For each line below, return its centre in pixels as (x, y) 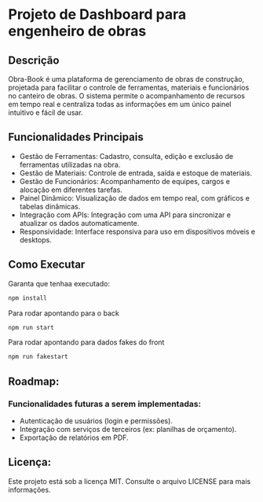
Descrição (34, 60)
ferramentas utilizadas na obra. (70, 164)
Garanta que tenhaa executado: (59, 283)
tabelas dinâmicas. (50, 206)
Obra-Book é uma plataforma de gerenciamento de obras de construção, (126, 79)
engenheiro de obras (77, 31)
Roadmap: (34, 381)
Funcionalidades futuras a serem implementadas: (105, 404)
